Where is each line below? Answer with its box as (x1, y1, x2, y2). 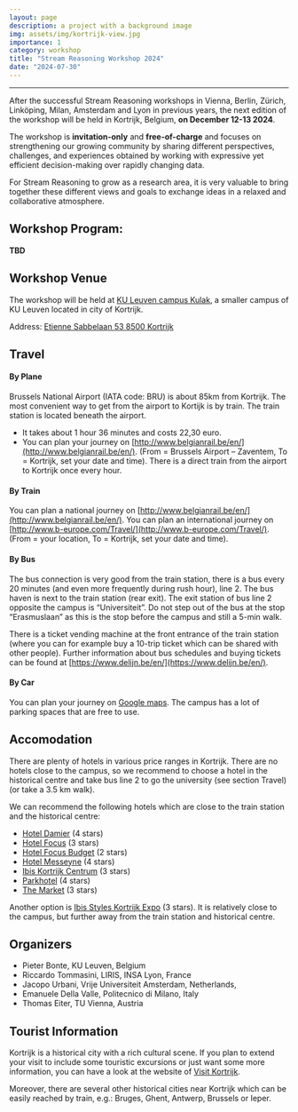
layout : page (9, 12, 58, 22)
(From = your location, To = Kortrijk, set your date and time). (9, 534, 229, 544)
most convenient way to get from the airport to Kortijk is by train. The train (9, 401, 280, 411)
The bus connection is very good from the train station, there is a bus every (9, 574, 286, 584)
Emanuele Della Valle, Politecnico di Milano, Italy (21, 989, 200, 999)
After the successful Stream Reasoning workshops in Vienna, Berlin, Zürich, (9, 95, 286, 106)
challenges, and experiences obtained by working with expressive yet (9, 150, 264, 161)
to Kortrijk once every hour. (21, 465, 122, 476)
